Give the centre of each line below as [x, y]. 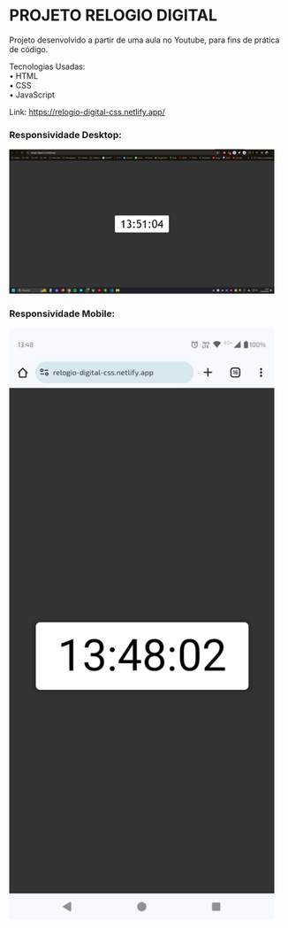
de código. [29, 49]
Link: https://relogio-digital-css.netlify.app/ [87, 112]
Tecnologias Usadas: [47, 66]
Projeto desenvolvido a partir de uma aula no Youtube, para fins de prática [144, 40]
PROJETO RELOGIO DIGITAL [114, 15]
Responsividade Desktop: [65, 135]
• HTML [23, 75]
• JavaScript [32, 95]
